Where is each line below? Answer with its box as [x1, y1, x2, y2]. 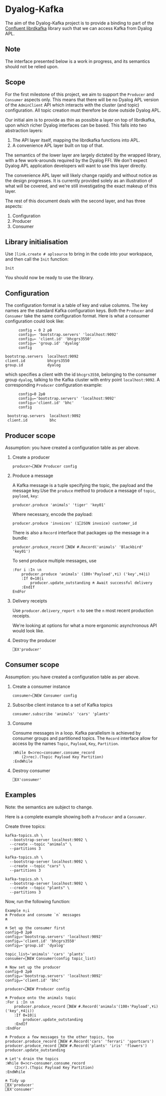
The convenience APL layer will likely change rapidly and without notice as [5, 172, 158, 178]
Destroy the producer [12, 637, 56, 643]
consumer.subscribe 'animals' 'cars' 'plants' [12, 711, 111, 716]
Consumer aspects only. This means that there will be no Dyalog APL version [5, 96, 159, 103]
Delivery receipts [12, 598, 48, 604]
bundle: [12, 535, 28, 541]
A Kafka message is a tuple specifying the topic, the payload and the [12, 482, 153, 488]
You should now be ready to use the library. [5, 275, 94, 281]
